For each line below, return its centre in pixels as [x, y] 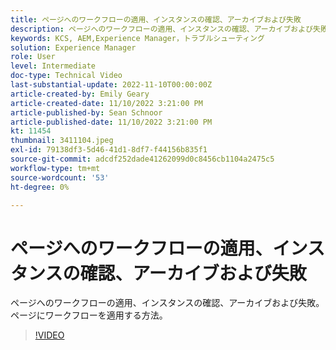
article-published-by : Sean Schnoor [86, 112]
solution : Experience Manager [73, 47]
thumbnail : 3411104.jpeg [62, 141]
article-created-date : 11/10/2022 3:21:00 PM [106, 103]
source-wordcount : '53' [60, 177]
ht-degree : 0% [40, 187]
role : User [33, 57]
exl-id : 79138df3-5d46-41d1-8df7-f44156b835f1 [109, 150]
